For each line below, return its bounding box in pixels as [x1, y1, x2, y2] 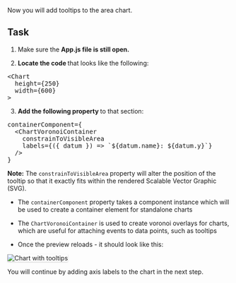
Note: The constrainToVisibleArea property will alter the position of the [7, 169, 216, 177]
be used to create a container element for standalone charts [17, 205, 193, 214]
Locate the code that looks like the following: [17, 59, 149, 67]
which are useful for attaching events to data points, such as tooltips [17, 226, 218, 235]
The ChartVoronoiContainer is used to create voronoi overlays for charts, [17, 219, 230, 227]
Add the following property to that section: [17, 107, 144, 115]
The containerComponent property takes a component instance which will [17, 198, 230, 206]
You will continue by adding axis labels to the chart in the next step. [7, 267, 203, 276]
